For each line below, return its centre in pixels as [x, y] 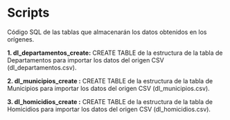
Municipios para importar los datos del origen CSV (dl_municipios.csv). [108, 88]
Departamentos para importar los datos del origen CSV [86, 60]
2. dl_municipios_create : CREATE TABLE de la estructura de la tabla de [110, 80]
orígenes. [21, 39]
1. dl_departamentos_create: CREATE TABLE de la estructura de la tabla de [115, 53]
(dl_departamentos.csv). [42, 67]
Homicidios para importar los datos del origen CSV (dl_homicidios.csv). [109, 109]
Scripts [28, 13]
